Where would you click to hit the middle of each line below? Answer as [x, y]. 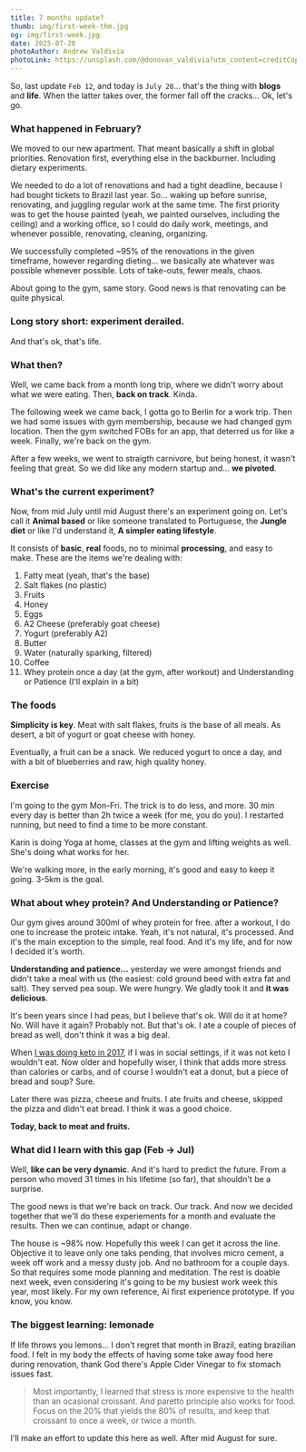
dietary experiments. [49, 168]
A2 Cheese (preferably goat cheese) [92, 624]
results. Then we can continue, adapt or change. [101, 1226]
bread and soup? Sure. [53, 1081]
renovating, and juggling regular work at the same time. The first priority [145, 204]
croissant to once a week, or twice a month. [114, 1420]
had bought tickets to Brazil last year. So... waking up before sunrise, [139, 195]
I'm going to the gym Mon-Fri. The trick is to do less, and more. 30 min [143, 805]
